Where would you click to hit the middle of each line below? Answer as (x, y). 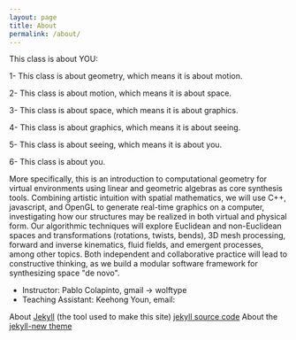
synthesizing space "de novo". (65, 273)
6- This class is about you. (57, 162)
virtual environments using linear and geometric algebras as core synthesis (146, 189)
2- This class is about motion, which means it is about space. (121, 93)
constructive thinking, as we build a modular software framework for (134, 264)
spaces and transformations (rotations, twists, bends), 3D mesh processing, (148, 236)
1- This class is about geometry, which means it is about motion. (126, 76)
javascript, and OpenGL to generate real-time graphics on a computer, (137, 207)
